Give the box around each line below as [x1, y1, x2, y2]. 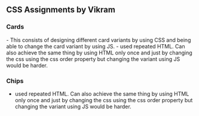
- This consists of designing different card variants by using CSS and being [6, 36, 191, 44]
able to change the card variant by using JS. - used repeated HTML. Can [6, 42, 185, 50]
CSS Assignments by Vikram [6, 5, 115, 15]
